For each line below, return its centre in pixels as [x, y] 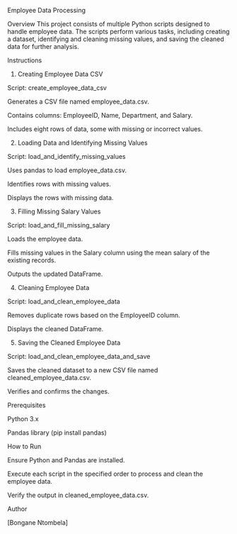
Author [17, 509]
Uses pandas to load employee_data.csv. [67, 170]
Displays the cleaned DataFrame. [56, 329]
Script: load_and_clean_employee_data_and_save [79, 356]
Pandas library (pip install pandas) [57, 433]
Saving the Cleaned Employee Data [69, 343]
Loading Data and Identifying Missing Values [82, 143]
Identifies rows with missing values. [59, 184]
